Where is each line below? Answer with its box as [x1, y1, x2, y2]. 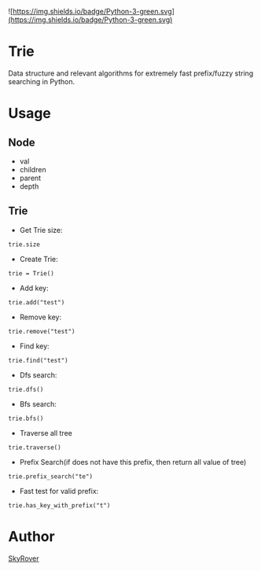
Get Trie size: [19, 225, 63, 234]
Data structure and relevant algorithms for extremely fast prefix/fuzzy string [8, 68, 254, 78]
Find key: [19, 341, 50, 351]
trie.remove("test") [8, 327, 76, 335]
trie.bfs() [8, 414, 44, 422]
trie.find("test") [8, 356, 68, 364]
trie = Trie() [8, 269, 55, 278]
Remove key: [19, 312, 62, 322]
